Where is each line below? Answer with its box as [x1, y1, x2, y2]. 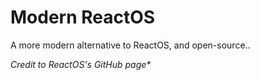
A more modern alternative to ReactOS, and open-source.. [10, 39, 251, 51]
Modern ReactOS [10, 6, 156, 29]
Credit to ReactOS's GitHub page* [10, 58, 152, 70]
